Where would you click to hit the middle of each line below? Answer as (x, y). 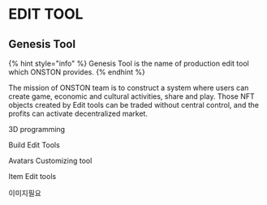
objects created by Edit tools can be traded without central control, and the (134, 105)
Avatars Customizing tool (50, 160)
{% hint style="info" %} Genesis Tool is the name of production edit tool (129, 63)
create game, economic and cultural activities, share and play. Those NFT (132, 96)
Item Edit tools (32, 176)
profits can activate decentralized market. (78, 113)
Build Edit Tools (34, 145)
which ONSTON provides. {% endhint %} (77, 72)
